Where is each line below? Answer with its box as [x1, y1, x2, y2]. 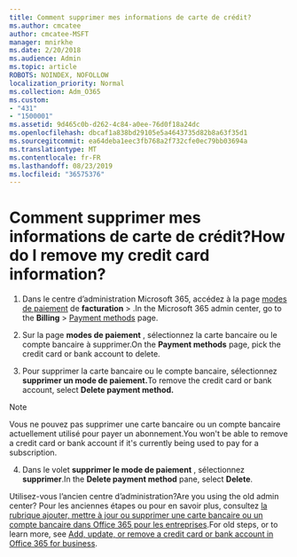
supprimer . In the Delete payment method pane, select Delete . [21, 474, 254, 484]
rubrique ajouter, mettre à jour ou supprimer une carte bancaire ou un [9, 510, 263, 521]
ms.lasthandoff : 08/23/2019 [9, 161, 113, 170]
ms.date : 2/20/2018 [9, 46, 82, 55]
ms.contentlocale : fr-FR [9, 153, 101, 162]
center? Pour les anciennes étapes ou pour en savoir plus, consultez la [9, 500, 268, 511]
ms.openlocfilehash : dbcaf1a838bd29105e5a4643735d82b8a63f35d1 [9, 129, 248, 137]
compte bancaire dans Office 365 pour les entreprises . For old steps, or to [9, 520, 278, 530]
